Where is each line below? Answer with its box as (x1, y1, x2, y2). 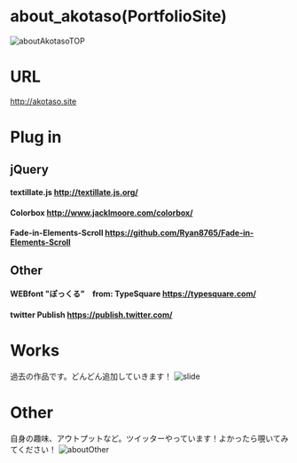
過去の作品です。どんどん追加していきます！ (10, 371, 172, 381)
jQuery (10, 162, 50, 177)
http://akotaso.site (10, 96, 77, 106)
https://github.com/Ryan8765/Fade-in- (105, 228, 254, 239)
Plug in (10, 127, 62, 147)
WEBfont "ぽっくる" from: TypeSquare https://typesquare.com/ (10, 288, 256, 299)
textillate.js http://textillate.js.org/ (10, 187, 138, 198)
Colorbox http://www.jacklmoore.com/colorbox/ (10, 207, 193, 218)
